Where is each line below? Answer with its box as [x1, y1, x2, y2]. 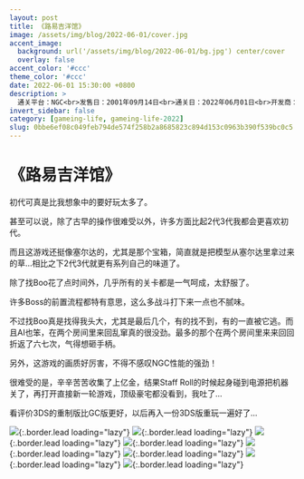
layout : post [9, 13, 59, 23]
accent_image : [9, 38, 63, 48]
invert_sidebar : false [9, 106, 95, 115]
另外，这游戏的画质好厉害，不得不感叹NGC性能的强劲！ [9, 357, 218, 368]
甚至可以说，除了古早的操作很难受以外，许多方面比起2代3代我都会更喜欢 [9, 215, 281, 227]
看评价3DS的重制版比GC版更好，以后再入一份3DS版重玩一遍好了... [9, 407, 258, 418]
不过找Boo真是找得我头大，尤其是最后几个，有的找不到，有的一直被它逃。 [9, 315, 286, 327]
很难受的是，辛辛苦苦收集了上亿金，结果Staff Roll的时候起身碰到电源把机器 [9, 376, 290, 387]
